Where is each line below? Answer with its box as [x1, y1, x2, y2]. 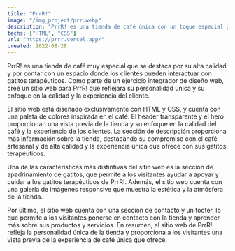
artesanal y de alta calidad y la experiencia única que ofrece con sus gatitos [7, 142, 227, 150]
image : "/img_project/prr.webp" [7, 17, 101, 24]
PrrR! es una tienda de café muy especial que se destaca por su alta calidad [7, 62, 227, 70]
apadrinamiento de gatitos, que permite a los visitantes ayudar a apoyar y [7, 170, 219, 178]
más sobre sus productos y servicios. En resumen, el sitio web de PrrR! [7, 221, 213, 229]
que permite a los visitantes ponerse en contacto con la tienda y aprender [7, 213, 220, 222]
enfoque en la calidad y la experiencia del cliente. [7, 91, 150, 100]
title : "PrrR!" [7, 10, 52, 17]
